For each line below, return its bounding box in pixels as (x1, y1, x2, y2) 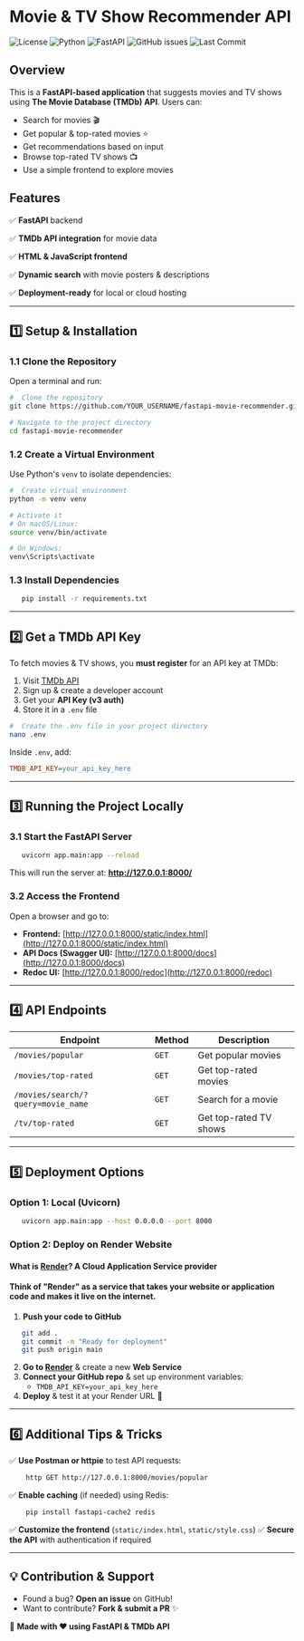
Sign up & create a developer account (22, 685, 164, 696)
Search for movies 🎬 (22, 114, 100, 125)
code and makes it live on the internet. (9, 1291, 157, 1302)
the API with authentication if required (9, 1534, 152, 1545)
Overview (9, 63, 66, 78)
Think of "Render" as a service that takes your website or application (9, 1281, 275, 1292)
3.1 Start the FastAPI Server (9, 831, 133, 844)
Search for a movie (197, 1094, 279, 1106)
